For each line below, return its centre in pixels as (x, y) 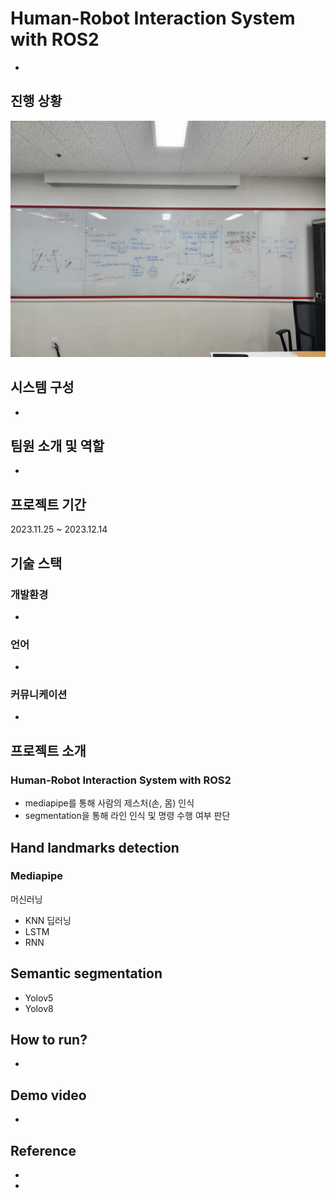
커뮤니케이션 (39, 695)
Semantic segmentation (86, 973)
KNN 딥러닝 (48, 920)
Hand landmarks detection (95, 847)
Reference (43, 1150)
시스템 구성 (42, 387)
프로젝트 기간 (48, 504)
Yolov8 (39, 1008)
